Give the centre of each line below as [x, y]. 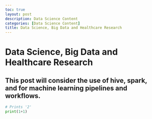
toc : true [15, 10]
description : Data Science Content [42, 19]
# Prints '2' [18, 107]
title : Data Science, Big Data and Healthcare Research [63, 28]
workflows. [23, 96]
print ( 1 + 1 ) [16, 112]
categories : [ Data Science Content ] [43, 23]
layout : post [18, 14]
